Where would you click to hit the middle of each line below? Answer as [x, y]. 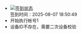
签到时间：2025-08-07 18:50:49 [44, 14]
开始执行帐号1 [24, 20]
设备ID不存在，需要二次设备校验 [43, 27]
